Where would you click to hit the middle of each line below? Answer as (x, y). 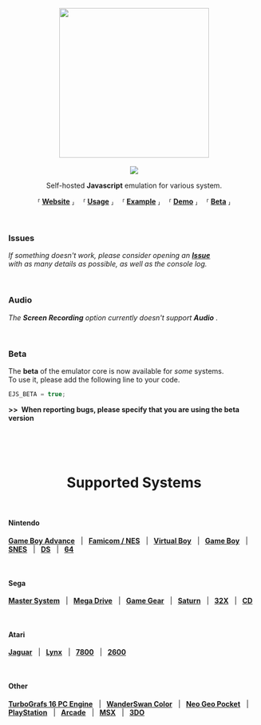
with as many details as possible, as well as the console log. (108, 264)
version (21, 418)
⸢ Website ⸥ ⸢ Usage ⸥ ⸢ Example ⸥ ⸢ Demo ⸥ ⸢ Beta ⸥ (134, 201)
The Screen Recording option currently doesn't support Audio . (113, 317)
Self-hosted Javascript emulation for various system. (134, 185)
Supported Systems (134, 482)
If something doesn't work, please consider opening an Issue (109, 256)
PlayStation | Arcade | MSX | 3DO (77, 712)
